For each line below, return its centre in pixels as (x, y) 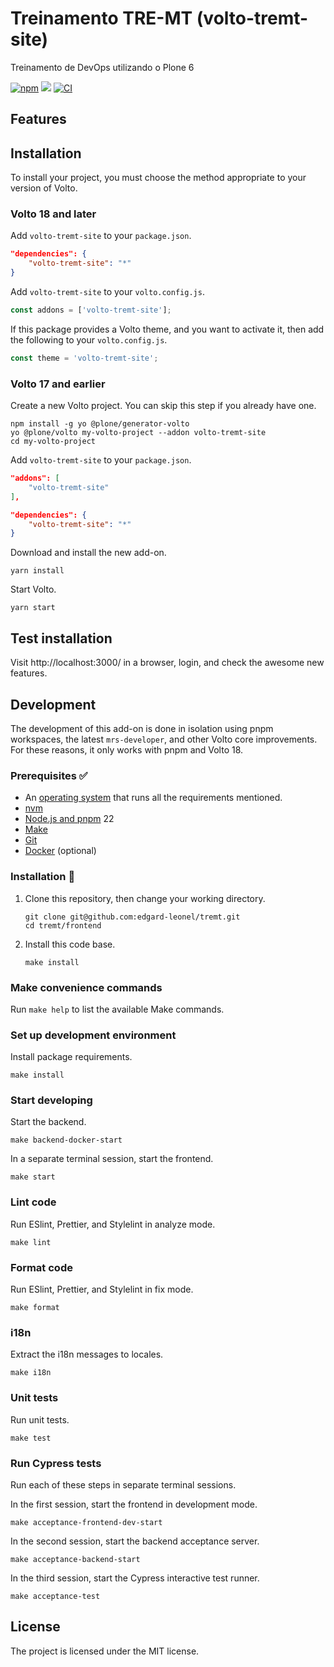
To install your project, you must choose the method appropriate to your (158, 178)
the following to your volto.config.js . (89, 339)
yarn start (33, 608)
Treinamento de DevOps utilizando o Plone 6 (102, 67)
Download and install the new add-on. (88, 553)
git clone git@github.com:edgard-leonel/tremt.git (132, 917)
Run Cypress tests (56, 1463)
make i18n (31, 1373)
